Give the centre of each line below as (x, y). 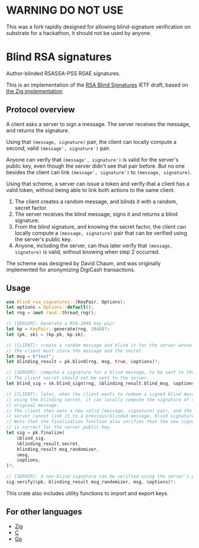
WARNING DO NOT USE (65, 10)
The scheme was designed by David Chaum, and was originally (84, 263)
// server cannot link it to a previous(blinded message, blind (87, 416)
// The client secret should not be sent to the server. (78, 378)
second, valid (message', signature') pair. (58, 148)
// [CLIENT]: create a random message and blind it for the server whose (99, 345)
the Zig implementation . (35, 91)
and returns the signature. (38, 130)
